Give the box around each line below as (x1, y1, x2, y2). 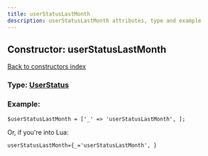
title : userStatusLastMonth (7, 10, 91, 18)
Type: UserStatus (7, 80, 70, 90)
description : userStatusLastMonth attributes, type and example (7, 17, 202, 24)
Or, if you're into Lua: (7, 128, 69, 136)
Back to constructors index (7, 62, 87, 71)
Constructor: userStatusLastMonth (7, 43, 167, 56)
